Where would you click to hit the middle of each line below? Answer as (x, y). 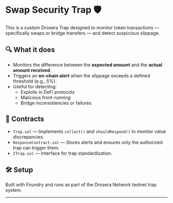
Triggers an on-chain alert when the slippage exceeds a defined (81, 75)
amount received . (32, 70)
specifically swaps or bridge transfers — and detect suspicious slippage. (83, 33)
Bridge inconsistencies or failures (56, 103)
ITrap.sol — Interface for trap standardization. (62, 153)
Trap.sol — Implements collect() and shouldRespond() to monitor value (89, 131)
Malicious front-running (46, 97)
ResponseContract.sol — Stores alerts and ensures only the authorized (88, 142)
